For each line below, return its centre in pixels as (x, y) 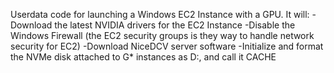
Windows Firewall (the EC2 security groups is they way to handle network (162, 35)
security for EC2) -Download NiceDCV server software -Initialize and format (167, 46)
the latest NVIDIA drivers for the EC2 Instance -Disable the (175, 25)
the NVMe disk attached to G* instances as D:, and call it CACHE (143, 57)
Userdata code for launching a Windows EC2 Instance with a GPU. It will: (160, 14)
